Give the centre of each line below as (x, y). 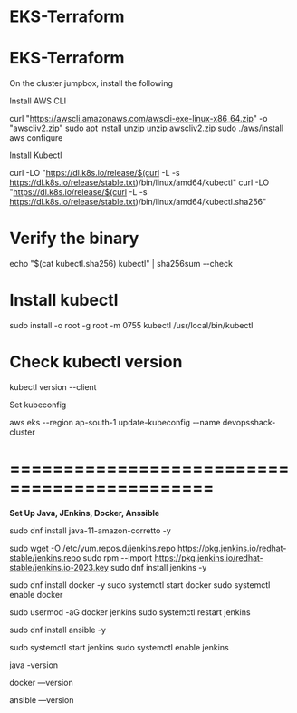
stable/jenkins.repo (45, 557)
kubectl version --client (53, 386)
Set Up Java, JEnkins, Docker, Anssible (85, 513)
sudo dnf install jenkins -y (158, 567)
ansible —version (42, 699)
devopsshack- (249, 422)
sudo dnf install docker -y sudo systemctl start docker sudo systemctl (140, 585)
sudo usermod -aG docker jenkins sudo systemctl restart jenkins (130, 612)
